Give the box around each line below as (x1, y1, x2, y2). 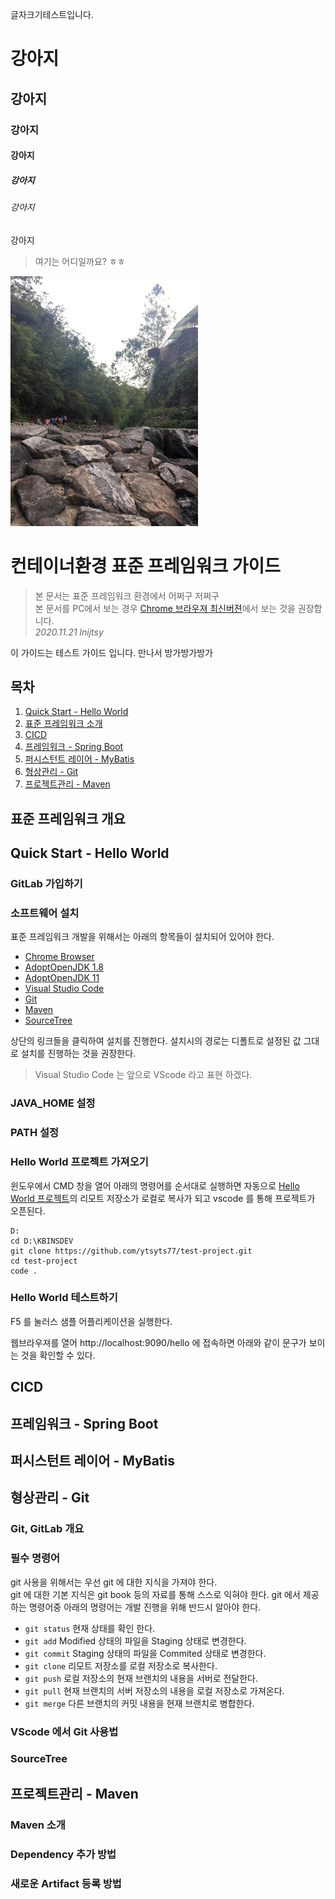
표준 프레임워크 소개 (24, 718, 103, 730)
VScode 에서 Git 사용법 (10, 1724, 119, 1738)
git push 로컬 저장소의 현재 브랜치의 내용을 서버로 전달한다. (24, 1672, 259, 1684)
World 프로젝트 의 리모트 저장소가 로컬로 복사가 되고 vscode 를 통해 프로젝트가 (10, 1192, 316, 1204)
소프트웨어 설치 (10, 906, 80, 920)
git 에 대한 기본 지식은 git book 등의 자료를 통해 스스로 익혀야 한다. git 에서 (10, 1588, 301, 1600)
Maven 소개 (10, 1818, 66, 1832)
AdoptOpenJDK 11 (24, 972, 100, 984)
